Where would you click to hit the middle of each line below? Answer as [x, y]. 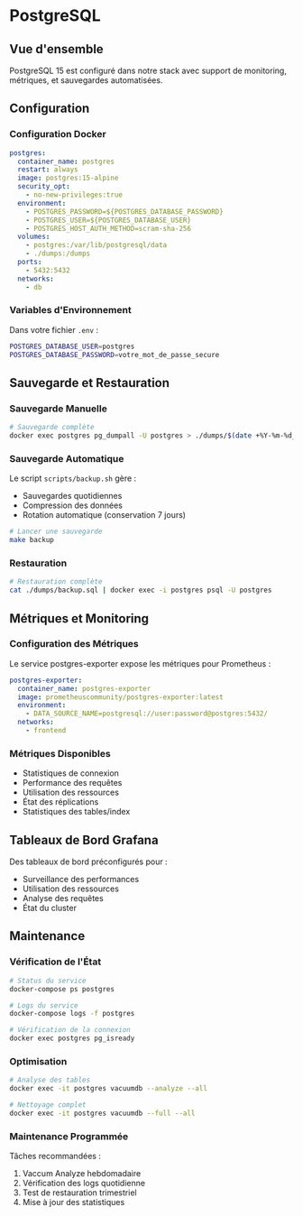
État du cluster [49, 908]
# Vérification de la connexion [70, 1030]
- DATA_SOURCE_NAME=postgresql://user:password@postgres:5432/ [147, 714]
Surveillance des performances [81, 880]
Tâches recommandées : [55, 1156]
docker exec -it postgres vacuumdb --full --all [102, 1113]
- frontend [46, 731]
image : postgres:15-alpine [68, 178]
